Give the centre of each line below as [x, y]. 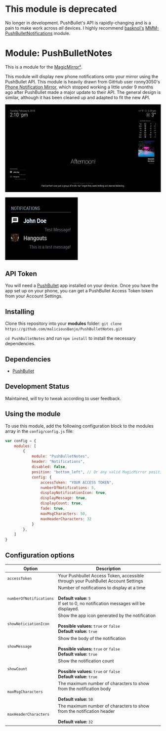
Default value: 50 [75, 699]
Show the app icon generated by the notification [107, 615]
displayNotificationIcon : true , [74, 493]
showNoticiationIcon [28, 624]
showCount [17, 669]
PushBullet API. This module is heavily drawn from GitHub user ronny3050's [83, 81]
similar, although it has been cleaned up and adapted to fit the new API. [78, 97]
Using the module [33, 414]
